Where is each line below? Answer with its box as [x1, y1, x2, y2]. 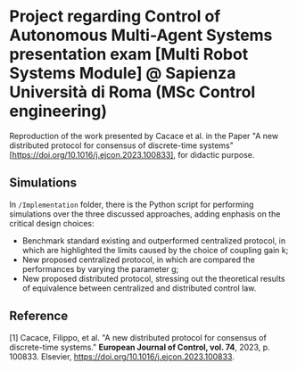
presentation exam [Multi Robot [9, 45, 249, 64]
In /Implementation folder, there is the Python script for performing [9, 199, 254, 210]
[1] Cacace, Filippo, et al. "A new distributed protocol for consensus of [9, 332, 268, 342]
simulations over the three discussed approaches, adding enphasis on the [9, 208, 281, 219]
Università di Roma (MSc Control [9, 82, 256, 103]
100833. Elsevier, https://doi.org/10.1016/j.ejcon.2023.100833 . [9, 350, 235, 362]
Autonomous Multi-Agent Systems [9, 25, 273, 45]
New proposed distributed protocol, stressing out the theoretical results [21, 273, 285, 284]
